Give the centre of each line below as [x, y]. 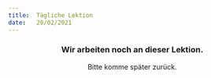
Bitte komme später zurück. [132, 66]
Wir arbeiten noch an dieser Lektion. [132, 50]
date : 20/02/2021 [40, 23]
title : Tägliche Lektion [50, 15]
